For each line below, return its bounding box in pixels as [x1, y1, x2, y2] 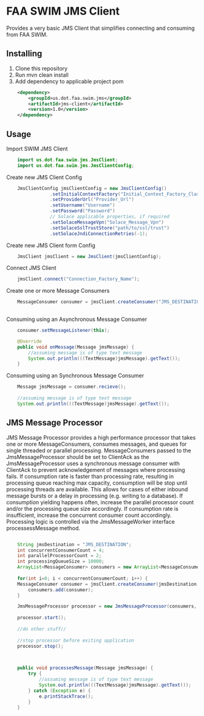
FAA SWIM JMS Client [6, 4, 120, 18]
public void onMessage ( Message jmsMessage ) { [17, 344, 135, 350]
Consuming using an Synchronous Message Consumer [6, 372, 144, 379]
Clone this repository [15, 65, 68, 72]
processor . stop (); [17, 643, 64, 649]
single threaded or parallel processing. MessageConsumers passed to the [6, 446, 191, 454]
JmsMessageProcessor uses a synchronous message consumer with [6, 460, 180, 467]
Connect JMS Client [6, 264, 56, 272]
